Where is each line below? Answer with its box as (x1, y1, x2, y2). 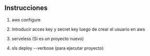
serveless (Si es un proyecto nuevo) (11, 36, 84, 41)
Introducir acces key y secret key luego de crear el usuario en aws (11, 26, 146, 32)
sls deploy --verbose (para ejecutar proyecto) (11, 45, 104, 51)
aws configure (11, 17, 41, 22)
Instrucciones (4, 4, 48, 12)
